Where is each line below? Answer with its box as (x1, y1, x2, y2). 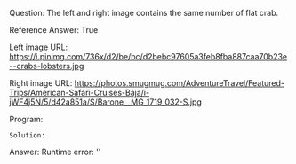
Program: (9, 114, 44, 124)
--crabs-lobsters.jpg (9, 61, 84, 71)
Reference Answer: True (9, 25, 99, 35)
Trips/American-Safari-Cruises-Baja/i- (9, 88, 149, 98)
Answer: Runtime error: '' (9, 146, 101, 157)
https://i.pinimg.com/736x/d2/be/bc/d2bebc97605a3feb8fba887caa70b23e (9, 51, 288, 61)
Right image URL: (9, 78, 73, 88)
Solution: (9, 131, 46, 140)
